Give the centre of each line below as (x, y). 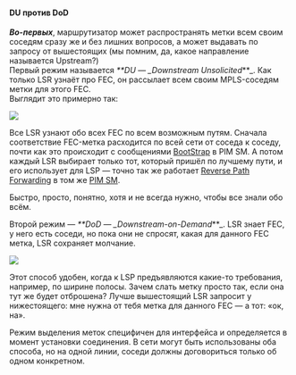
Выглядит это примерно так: (64, 99)
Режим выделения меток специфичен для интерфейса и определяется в (148, 333)
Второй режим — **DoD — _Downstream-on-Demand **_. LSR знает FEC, (147, 224)
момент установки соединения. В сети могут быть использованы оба (143, 342)
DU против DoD (39, 12)
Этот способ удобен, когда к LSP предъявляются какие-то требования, (146, 278)
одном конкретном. (47, 361)
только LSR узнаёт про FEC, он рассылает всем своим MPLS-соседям (144, 79)
